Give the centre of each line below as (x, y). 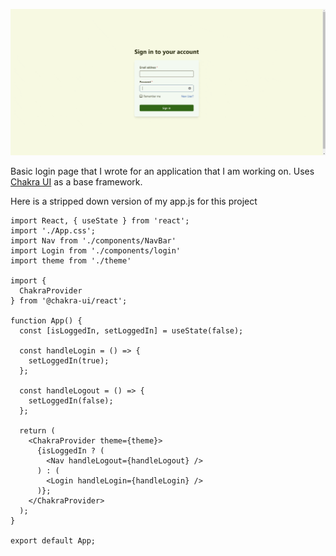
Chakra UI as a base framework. (76, 181)
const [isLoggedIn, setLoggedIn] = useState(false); (131, 330)
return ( (37, 430)
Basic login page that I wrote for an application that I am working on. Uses (162, 171)
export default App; (53, 540)
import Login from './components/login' (96, 250)
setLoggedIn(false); (71, 400)
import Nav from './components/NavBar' (93, 240)
